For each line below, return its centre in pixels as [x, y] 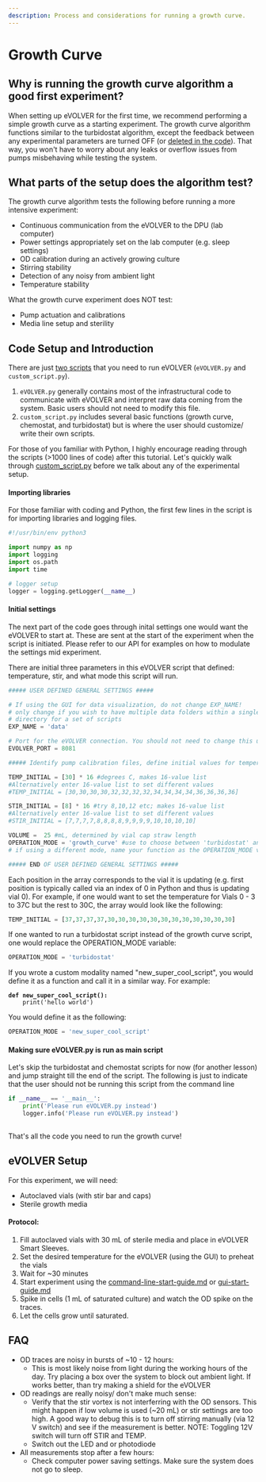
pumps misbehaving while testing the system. [83, 157]
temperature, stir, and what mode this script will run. [93, 676]
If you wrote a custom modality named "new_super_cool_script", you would [131, 973]
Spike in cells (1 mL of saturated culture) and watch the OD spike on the [136, 1299]
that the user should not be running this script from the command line [122, 1085]
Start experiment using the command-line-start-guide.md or [118, 1281]
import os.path [33, 562]
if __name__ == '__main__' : [55, 1099]
